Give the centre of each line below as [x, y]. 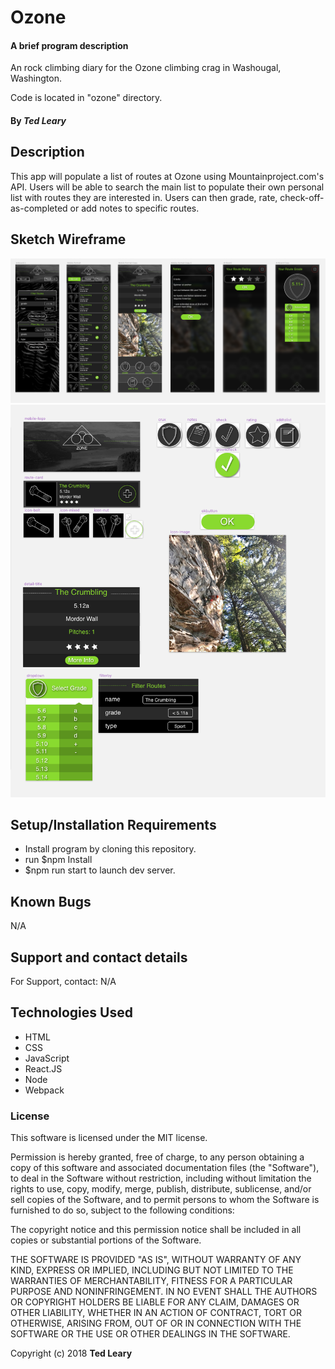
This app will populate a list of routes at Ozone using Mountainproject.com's [167, 176]
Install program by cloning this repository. [110, 849]
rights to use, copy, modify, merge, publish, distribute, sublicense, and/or [161, 1189]
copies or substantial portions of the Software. [106, 1240]
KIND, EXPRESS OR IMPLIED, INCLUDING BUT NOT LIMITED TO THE [152, 1270]
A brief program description [69, 45]
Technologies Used [71, 1012]
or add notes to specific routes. [134, 208]
